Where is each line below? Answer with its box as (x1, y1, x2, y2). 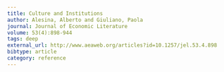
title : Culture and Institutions (7, 10, 103, 17)
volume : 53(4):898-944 (7, 29, 72, 36)
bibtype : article (7, 49, 57, 56)
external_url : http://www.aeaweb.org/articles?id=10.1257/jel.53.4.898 (7, 42, 217, 49)
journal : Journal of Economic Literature (7, 23, 128, 29)
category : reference (7, 55, 67, 62)
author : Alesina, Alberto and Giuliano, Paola (7, 16, 143, 23)
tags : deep (7, 36, 39, 43)
